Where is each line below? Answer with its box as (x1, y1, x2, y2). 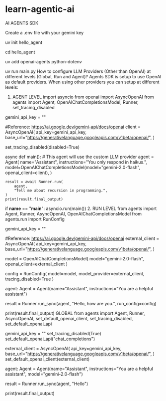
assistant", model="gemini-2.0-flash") (5, 371, 83, 377)
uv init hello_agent (5, 39, 43, 45)
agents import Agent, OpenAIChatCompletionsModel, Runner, (12, 99, 139, 105)
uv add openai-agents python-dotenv (5, 58, 82, 64)
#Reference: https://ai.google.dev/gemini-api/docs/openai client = (5, 124, 141, 130)
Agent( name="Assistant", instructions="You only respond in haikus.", (5, 159, 148, 165)
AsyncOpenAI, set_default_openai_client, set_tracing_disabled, (5, 315, 133, 321)
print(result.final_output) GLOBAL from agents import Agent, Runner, (5, 310, 145, 316)
